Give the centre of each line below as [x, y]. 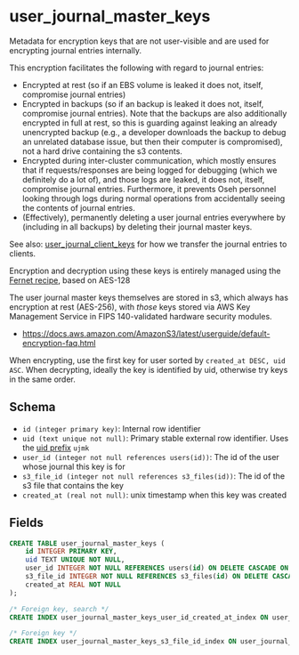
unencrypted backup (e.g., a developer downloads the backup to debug [154, 132]
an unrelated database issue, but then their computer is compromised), [152, 142]
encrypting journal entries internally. [76, 50]
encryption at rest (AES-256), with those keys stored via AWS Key [130, 307]
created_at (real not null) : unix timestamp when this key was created [154, 495]
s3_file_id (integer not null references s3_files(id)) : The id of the [154, 476]
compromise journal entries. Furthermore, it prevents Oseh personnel [149, 189]
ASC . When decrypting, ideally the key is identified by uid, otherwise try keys [149, 369]
